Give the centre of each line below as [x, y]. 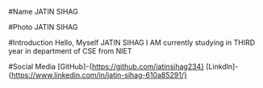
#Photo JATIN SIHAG [43, 27]
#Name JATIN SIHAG [43, 12]
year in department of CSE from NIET [70, 51]
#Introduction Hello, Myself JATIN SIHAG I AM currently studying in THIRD [132, 42]
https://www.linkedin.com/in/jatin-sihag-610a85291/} [99, 75]
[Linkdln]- [222, 66]
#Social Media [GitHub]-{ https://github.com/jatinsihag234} [106, 66]
